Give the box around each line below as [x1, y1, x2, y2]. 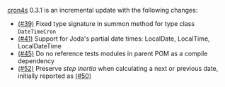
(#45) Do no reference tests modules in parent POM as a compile [17, 49, 208, 58]
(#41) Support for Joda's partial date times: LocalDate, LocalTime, [17, 34, 210, 43]
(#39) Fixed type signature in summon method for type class [17, 20, 195, 27]
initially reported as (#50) [17, 72, 92, 80]
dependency [17, 57, 55, 65]
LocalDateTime [17, 42, 62, 50]
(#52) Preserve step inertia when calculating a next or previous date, [17, 65, 219, 72]
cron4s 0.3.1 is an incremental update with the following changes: [7, 6, 198, 14]
